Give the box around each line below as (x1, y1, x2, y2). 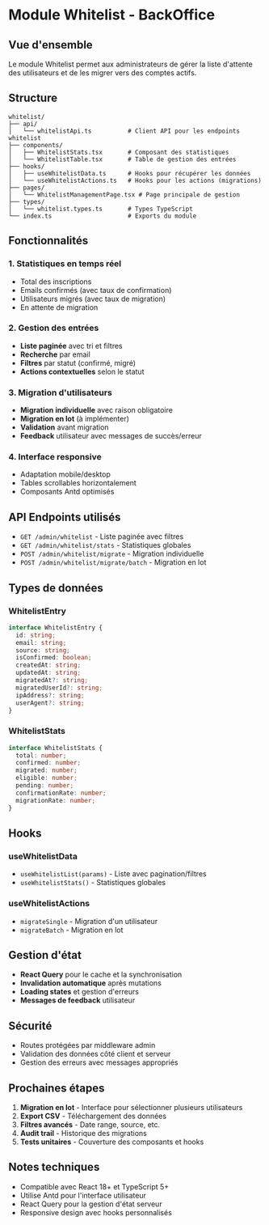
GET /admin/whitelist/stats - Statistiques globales (19, 540, 191, 550)
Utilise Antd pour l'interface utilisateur (19, 1190, 147, 1200)
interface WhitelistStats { (8, 744, 103, 752)
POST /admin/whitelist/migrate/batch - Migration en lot (19, 557, 207, 567)
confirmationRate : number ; (15, 789, 107, 797)
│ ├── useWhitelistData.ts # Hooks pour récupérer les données (8, 169, 251, 177)
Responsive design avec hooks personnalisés (19, 1207, 172, 1217)
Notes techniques (8, 1160, 100, 1174)
